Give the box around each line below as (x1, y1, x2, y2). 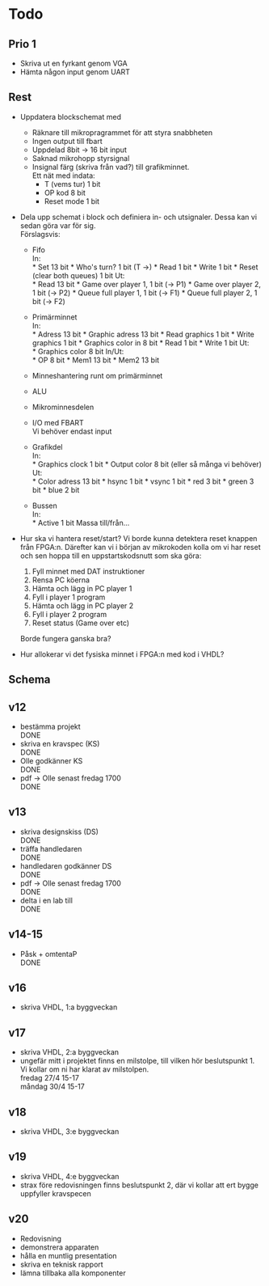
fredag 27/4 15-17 (19, 1073, 79, 1083)
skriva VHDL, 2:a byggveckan (19, 1047, 120, 1057)
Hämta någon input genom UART (19, 67, 131, 77)
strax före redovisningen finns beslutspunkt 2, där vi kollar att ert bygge (19, 1180, 258, 1190)
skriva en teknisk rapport (19, 1259, 103, 1269)
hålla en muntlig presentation (19, 1250, 117, 1260)
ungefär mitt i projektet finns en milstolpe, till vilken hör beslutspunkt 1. (19, 1056, 255, 1066)
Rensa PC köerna (32, 575, 90, 585)
